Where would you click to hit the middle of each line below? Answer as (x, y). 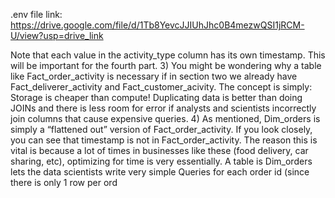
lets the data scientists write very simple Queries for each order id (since (160, 172)
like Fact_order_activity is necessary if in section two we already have (154, 76)
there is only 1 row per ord (64, 182)
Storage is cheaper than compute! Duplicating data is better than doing (156, 97)
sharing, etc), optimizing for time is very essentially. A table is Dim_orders (161, 161)
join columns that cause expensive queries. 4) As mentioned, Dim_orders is (165, 118)
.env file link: (36, 14)
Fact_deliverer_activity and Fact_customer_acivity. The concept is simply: (161, 87)
